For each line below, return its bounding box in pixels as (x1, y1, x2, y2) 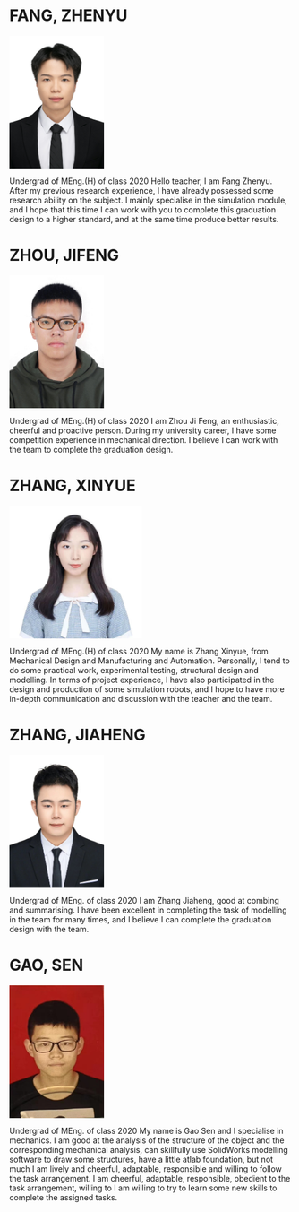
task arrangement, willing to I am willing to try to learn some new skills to (9, 1182, 278, 1193)
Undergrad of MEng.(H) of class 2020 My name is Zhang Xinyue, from (9, 645, 269, 656)
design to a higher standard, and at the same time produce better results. (9, 213, 279, 224)
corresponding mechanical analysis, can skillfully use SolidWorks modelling (9, 1144, 288, 1155)
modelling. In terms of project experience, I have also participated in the (9, 674, 275, 685)
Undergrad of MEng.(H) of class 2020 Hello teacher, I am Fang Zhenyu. (9, 176, 273, 186)
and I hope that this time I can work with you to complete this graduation (9, 203, 277, 215)
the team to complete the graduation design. (9, 444, 174, 454)
